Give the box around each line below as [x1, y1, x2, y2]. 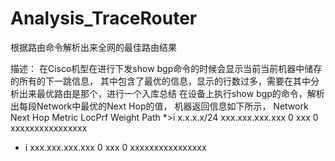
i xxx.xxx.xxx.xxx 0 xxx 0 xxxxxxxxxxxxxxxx [24, 141, 207, 153]
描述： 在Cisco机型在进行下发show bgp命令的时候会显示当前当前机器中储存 [10, 62, 323, 74]
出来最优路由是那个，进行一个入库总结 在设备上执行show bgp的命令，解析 [18, 87, 325, 99]
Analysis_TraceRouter [10, 7, 198, 30]
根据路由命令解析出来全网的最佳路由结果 [10, 41, 177, 53]
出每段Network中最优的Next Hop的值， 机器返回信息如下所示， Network [10, 100, 309, 112]
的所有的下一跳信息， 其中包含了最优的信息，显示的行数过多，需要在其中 [10, 75, 311, 87]
